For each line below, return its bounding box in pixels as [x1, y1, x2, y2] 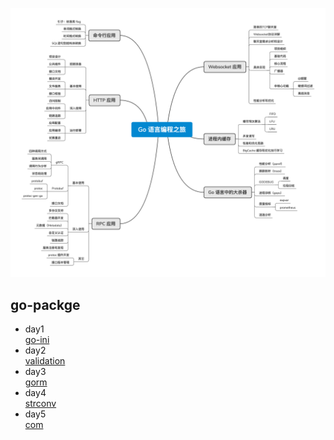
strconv [24, 397, 57, 409]
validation [24, 354, 66, 367]
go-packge [10, 296, 81, 313]
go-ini [24, 333, 50, 345]
